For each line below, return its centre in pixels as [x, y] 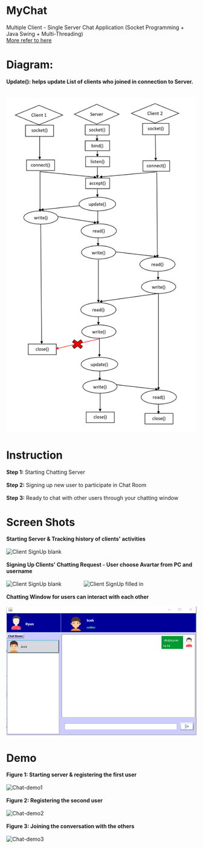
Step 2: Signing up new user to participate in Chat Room [76, 485]
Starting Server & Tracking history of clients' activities [76, 539]
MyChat [27, 11]
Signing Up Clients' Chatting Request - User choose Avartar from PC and [99, 565]
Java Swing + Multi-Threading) [45, 33]
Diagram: [30, 65]
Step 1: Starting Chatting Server [46, 472]
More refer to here [29, 40]
